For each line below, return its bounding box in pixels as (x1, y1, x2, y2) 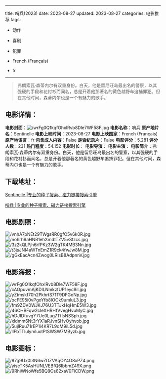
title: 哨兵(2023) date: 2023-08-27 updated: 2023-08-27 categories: (5, 10, 145, 16)
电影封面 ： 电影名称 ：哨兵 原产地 (5, 125, 155, 130)
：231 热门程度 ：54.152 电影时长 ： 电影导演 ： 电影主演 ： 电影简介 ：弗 (14, 143, 157, 149)
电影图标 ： (5, 344, 38, 352)
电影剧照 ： (5, 218, 38, 226)
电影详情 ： (5, 111, 38, 119)
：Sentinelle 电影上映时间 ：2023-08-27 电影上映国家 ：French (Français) (9, 130, 158, 136)
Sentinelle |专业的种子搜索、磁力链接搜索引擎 (5, 191, 97, 198)
